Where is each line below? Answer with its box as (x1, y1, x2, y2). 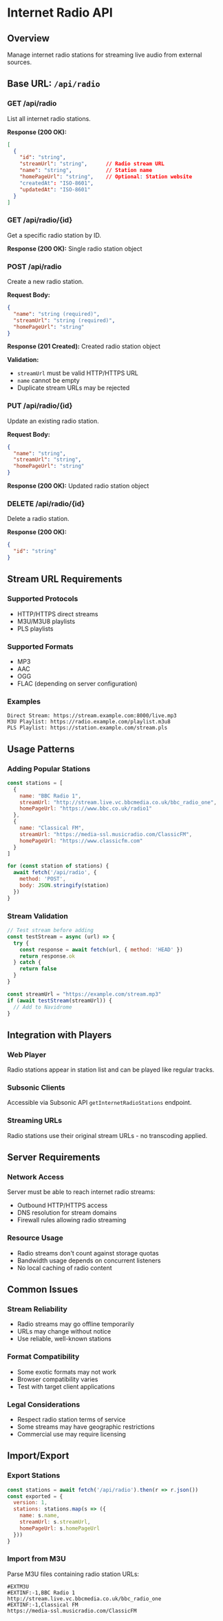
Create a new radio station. (7, 278, 84, 286)
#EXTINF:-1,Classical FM (7, 1601, 78, 1608)
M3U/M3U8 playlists (17, 617, 76, 625)
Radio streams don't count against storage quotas (17, 1249, 160, 1257)
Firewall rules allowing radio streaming (17, 1216, 127, 1224)
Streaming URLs (7, 1116, 63, 1126)
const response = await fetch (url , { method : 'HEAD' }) (19, 946, 184, 953)
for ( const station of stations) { (7, 862, 109, 870)
